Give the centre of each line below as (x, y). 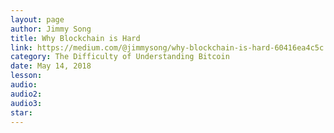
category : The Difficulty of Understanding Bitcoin (120, 57)
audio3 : (26, 103)
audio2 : (26, 94)
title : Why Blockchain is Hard (75, 38)
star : (21, 112)
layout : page (37, 19)
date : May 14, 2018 (51, 66)
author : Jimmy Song (51, 29)
